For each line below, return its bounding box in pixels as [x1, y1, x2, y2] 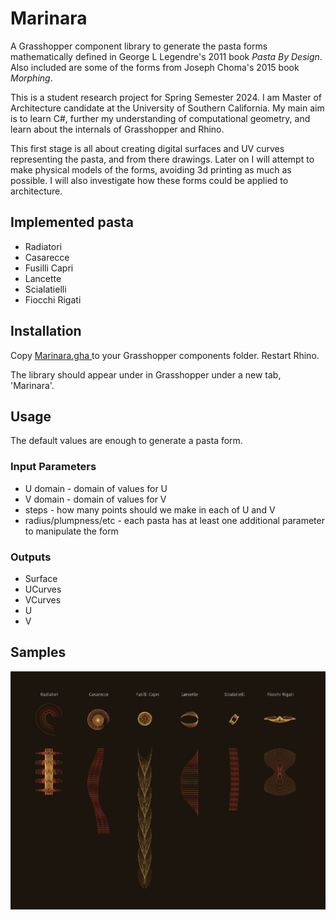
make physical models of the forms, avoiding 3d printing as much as [10, 163, 292, 176]
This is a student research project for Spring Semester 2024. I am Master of [10, 91, 322, 103]
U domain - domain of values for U [24, 482, 168, 494]
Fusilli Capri [24, 262, 74, 274]
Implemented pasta [10, 214, 134, 231]
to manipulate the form [24, 525, 119, 537]
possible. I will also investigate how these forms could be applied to [10, 174, 289, 186]
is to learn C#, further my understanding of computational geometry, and [10, 112, 311, 124]
